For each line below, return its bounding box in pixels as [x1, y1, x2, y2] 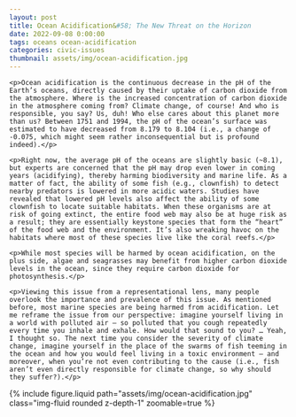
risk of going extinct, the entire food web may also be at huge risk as [9, 210, 288, 219]
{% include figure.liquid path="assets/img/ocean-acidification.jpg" [9, 389, 253, 398]
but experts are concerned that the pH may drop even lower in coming [9, 164, 276, 173]
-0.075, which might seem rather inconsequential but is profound [9, 133, 260, 142]
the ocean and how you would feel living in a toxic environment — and [9, 350, 279, 359]
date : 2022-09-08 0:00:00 [9, 29, 105, 38]
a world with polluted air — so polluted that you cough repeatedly [9, 319, 268, 328]
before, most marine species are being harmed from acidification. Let [9, 303, 279, 312]
